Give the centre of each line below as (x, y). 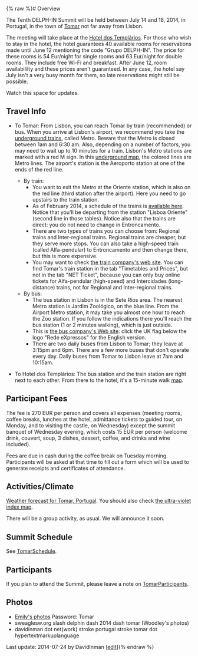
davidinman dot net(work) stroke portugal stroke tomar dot (86, 629)
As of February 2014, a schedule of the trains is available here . (108, 206)
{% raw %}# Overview (33, 9)
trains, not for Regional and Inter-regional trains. (114, 287)
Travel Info (26, 111)
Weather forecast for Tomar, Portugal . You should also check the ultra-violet (99, 501)
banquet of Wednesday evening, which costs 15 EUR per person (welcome (97, 431)
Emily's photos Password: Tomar (54, 617)
